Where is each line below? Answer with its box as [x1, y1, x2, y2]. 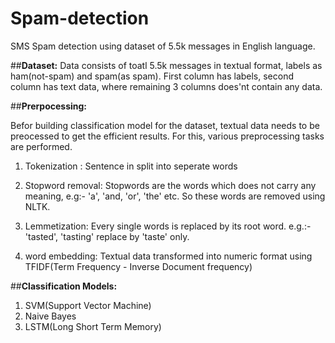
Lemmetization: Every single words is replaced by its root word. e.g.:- [24, 220, 312, 232]
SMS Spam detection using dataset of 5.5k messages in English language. [10, 40, 316, 52]
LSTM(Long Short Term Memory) [24, 320, 162, 332]
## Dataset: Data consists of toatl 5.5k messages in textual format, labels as [10, 59, 323, 71]
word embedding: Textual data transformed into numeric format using [24, 250, 313, 262]
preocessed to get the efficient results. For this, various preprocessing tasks [10, 130, 325, 142]
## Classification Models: [10, 280, 118, 292]
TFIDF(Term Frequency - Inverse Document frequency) [24, 260, 253, 272]
